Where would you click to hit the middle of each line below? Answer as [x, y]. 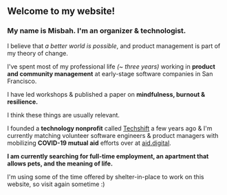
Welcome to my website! [61, 11]
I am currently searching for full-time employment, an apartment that [108, 156]
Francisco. [22, 81]
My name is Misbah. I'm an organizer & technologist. [97, 31]
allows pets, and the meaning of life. [60, 163]
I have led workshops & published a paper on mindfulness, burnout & [106, 94]
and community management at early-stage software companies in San [110, 73]
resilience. [23, 102]
